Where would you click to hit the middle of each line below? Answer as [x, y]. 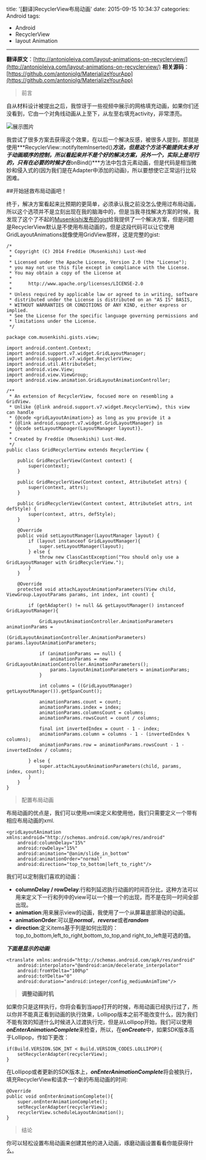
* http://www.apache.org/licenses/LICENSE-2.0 [76, 284]
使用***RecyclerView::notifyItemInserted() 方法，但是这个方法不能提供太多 [100, 147]
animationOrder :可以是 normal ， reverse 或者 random [82, 920]
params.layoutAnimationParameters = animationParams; [120, 670]
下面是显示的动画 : [29, 948]
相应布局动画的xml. [31, 821]
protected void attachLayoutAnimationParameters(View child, [97, 589]
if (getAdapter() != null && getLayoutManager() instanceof [106, 605]
